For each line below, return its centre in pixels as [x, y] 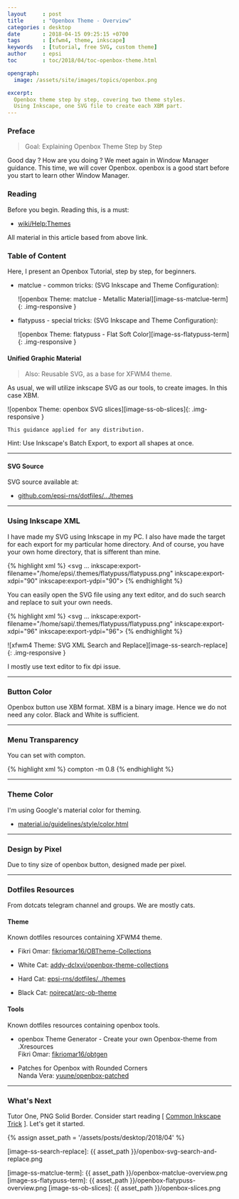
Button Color [30, 692]
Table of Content [37, 256]
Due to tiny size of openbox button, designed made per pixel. [97, 864]
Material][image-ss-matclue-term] [178, 299]
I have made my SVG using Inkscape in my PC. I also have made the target [116, 537]
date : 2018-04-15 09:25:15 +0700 [68, 34]
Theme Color [30, 794]
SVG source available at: [43, 482]
